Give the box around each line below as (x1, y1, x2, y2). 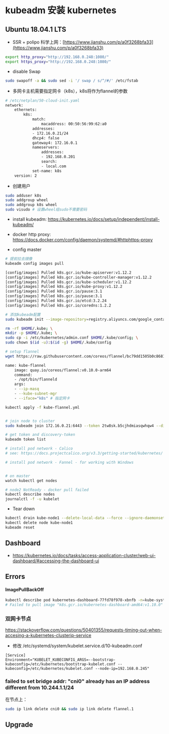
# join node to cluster (5, 418, 55, 423)
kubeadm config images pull (5, 261, 64, 266)
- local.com (41, 164, 66, 169)
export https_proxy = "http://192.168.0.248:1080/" (5, 59, 112, 64)
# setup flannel (5, 349, 39, 354)
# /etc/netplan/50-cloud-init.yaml (5, 98, 80, 103)
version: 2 (14, 173, 37, 178)
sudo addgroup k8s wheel (5, 203, 57, 208)
